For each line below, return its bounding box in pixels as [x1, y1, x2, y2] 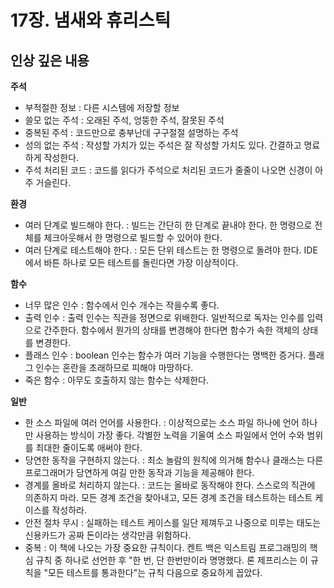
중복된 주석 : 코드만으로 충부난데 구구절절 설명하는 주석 [24, 127, 239, 138]
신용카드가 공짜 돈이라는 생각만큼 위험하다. [24, 529, 192, 541]
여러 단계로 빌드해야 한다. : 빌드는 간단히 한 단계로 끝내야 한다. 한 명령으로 [24, 219, 313, 231]
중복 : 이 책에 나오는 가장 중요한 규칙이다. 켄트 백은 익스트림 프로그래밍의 [24, 542, 308, 553]
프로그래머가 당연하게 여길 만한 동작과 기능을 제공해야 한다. [24, 467, 255, 478]
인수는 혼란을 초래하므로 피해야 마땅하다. [35, 362, 194, 373]
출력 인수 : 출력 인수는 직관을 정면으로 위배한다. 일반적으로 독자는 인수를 [24, 312, 305, 323]
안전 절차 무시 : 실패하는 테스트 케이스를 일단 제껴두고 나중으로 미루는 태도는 [24, 517, 322, 528]
